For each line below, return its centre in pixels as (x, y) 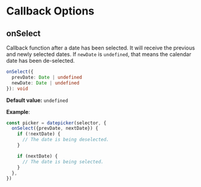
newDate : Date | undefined (46, 83)
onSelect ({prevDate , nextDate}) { (55, 128)
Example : (18, 112)
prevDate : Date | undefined (47, 77)
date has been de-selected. (41, 61)
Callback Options (50, 11)
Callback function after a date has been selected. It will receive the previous (101, 48)
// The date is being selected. (63, 162)
